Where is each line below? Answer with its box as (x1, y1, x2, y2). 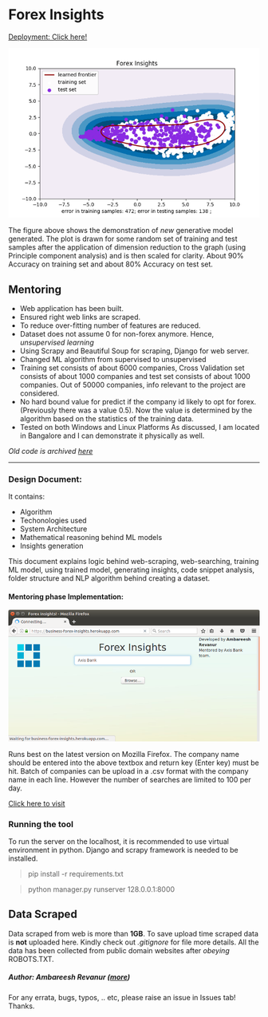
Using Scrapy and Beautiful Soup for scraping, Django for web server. (19, 345, 250, 356)
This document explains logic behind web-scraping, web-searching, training (8, 557, 259, 566)
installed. (8, 853, 38, 863)
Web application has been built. (19, 303, 124, 313)
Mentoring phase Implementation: (8, 592, 124, 601)
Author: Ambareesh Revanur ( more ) (8, 972, 131, 982)
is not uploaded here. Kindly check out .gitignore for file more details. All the (8, 937, 259, 947)
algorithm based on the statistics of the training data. (19, 413, 194, 424)
